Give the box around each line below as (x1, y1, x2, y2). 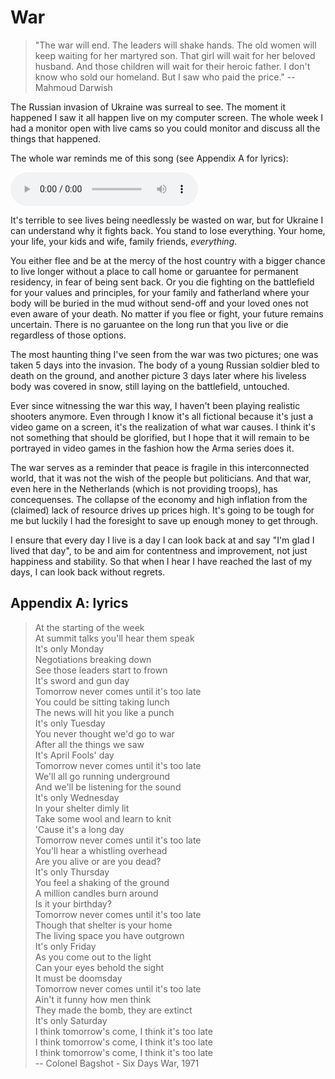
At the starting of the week (34, 621, 145, 633)
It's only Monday (34, 642, 105, 655)
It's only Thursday (34, 866, 110, 878)
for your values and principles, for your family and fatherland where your (10, 286, 310, 298)
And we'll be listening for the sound (34, 781, 182, 793)
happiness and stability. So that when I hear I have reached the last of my (10, 555, 313, 567)
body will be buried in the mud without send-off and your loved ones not (10, 297, 309, 309)
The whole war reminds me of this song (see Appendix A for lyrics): (10, 152, 289, 164)
